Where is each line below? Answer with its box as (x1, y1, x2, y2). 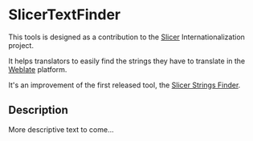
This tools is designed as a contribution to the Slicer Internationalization (8, 32, 245, 42)
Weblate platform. (8, 64, 67, 74)
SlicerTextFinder (8, 6, 121, 24)
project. (8, 40, 35, 50)
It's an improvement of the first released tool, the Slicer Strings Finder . (8, 80, 241, 90)
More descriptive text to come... (8, 124, 114, 134)
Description (8, 103, 68, 117)
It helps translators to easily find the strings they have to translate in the (8, 56, 246, 66)
